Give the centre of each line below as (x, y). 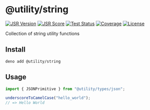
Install (15, 50)
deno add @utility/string (33, 61)
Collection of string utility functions (42, 33)
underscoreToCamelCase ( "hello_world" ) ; (48, 98)
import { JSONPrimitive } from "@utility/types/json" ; (65, 89)
